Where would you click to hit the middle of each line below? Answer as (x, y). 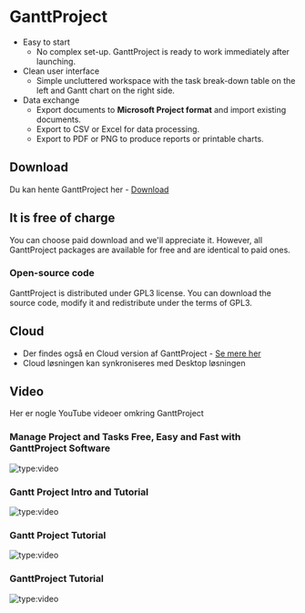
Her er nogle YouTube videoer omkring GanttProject (107, 414)
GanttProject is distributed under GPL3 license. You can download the (140, 292)
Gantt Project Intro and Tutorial (79, 492)
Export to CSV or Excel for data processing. (118, 128)
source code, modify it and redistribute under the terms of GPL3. (131, 302)
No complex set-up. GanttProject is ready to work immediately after (163, 51)
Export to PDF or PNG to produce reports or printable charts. (150, 138)
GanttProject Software (60, 448)
